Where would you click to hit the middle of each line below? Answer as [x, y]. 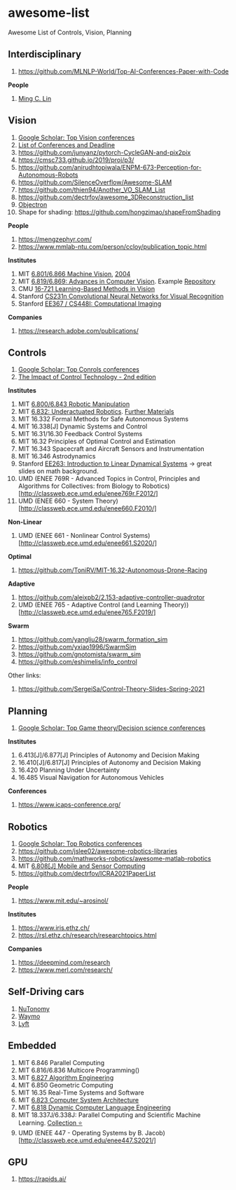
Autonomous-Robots [48, 175]
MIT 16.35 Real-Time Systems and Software [81, 1093]
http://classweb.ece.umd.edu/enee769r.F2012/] [89, 494]
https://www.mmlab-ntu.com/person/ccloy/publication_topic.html [112, 246]
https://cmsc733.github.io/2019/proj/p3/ [76, 160]
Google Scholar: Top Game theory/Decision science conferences [112, 728]
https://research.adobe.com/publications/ [78, 330]
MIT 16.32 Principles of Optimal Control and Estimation [97, 441]
